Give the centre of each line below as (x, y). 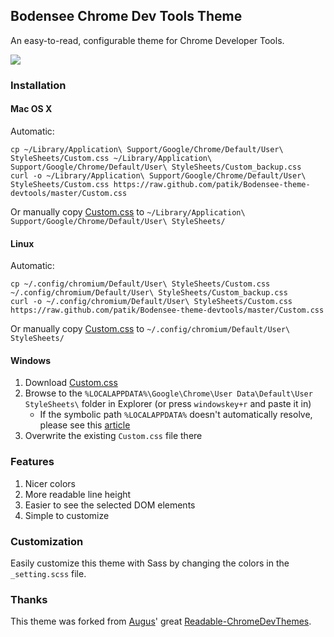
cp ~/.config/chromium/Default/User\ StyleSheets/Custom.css (140, 284)
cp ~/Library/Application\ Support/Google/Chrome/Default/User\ (147, 149)
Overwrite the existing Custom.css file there (113, 436)
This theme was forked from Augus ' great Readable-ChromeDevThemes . (161, 621)
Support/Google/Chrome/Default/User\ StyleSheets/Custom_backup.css (156, 167)
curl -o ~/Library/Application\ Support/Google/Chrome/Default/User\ (158, 175)
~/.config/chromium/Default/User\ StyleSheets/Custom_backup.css (149, 293)
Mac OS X (31, 109)
